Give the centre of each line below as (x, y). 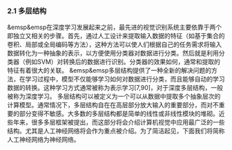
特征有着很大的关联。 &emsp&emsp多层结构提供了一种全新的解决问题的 (109, 71)
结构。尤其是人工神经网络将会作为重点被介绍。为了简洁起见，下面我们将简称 (116, 131)
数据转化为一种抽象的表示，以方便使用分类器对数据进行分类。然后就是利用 (113, 53)
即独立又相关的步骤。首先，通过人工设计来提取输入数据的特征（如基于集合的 (116, 36)
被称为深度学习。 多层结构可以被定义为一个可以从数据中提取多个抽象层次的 (114, 96)
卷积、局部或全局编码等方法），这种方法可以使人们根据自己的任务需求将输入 (115, 45)
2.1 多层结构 (27, 10)
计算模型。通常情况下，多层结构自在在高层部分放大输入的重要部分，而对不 (113, 105)
